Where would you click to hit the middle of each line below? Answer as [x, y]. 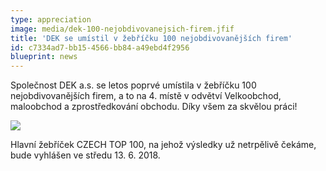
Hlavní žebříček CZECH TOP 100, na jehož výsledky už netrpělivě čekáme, [163, 145]
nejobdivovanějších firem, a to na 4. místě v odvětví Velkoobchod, [146, 96]
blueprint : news [44, 57]
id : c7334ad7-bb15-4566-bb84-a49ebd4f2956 [100, 47]
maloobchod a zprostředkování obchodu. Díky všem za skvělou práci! [154, 107]
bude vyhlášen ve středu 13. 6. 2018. [85, 155]
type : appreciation [51, 19]
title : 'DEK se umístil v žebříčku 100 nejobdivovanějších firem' [151, 38]
